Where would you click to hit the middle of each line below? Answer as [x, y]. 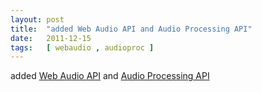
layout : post [37, 19]
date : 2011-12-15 [51, 38]
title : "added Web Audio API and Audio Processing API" [131, 29]
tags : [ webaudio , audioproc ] [82, 47]
